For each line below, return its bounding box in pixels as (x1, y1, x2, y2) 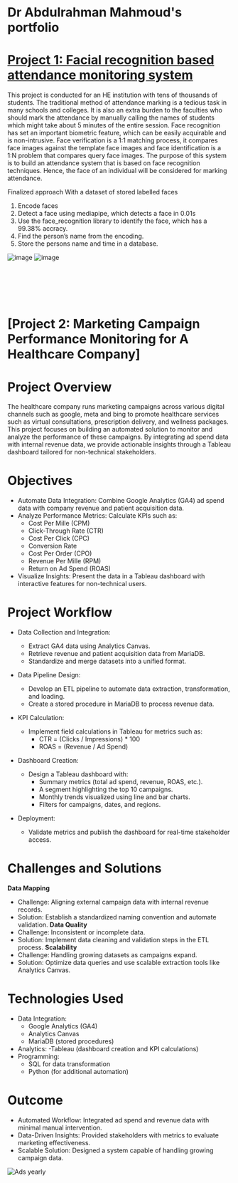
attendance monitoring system (7, 67, 193, 83)
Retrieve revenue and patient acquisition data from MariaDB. (28, 650, 205, 658)
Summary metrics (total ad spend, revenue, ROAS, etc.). (38, 778, 203, 786)
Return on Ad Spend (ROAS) (28, 564, 112, 573)
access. (28, 835, 52, 844)
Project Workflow (7, 605, 112, 620)
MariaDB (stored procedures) (28, 1037, 114, 1046)
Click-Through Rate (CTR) (28, 526, 104, 535)
